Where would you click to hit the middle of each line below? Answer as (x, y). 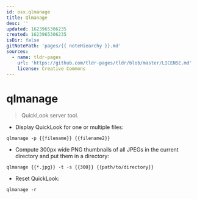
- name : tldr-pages (37, 57)
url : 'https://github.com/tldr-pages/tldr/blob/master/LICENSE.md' (105, 63)
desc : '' (17, 23)
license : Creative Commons (52, 68)
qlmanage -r (21, 190)
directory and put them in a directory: (62, 156)
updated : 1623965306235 (37, 29)
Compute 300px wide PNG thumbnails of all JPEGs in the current (97, 150)
